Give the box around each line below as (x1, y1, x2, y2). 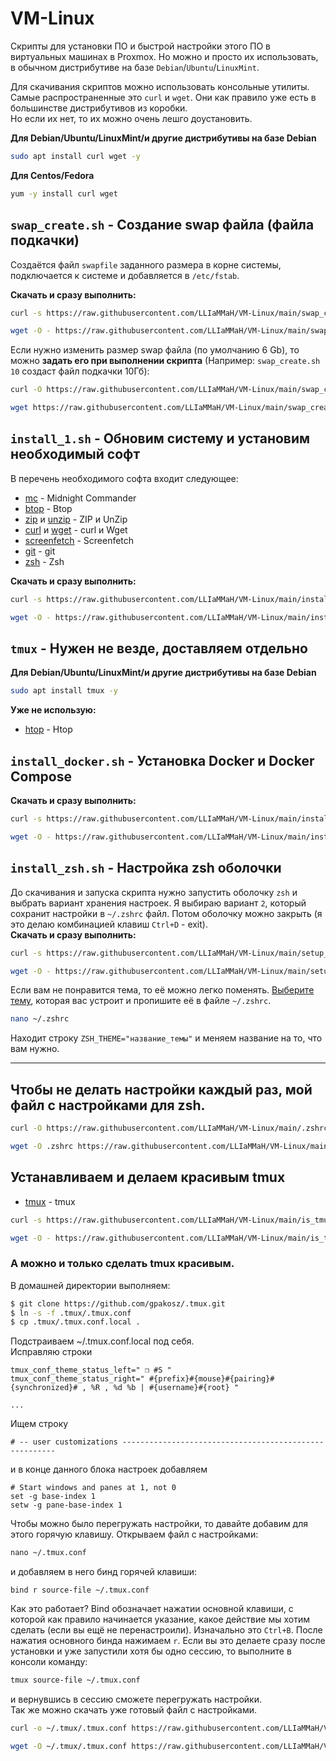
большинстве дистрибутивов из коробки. (10, 102, 188, 114)
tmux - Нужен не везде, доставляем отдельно (10, 640, 308, 657)
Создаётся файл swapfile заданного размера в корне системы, (10, 258, 282, 271)
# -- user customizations (10, 1437, 118, 1447)
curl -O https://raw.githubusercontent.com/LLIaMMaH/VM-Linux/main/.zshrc (10, 1123, 329, 1134)
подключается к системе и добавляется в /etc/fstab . (10, 269, 240, 281)
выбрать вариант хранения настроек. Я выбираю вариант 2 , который (10, 897, 307, 909)
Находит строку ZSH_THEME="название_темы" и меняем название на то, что (10, 1032, 323, 1044)
